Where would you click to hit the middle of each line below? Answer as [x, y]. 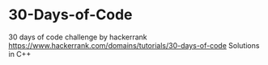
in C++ [20, 54]
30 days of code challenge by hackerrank [78, 37]
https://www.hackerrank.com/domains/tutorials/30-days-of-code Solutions [134, 45]
